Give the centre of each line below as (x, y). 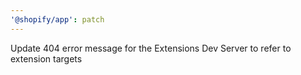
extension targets (46, 58)
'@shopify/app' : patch (57, 19)
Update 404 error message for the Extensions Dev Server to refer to (151, 48)
